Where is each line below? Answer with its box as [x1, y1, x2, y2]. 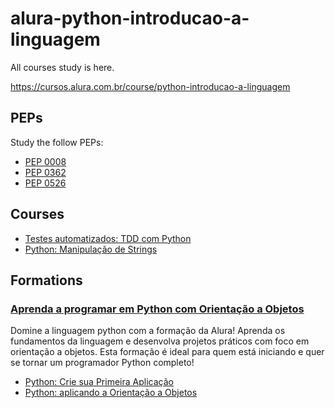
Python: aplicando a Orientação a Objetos [24, 387, 198, 399]
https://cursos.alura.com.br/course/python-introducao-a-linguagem [10, 80, 291, 92]
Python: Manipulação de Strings [24, 243, 158, 255]
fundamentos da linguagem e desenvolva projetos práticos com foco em [10, 335, 310, 347]
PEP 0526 [24, 177, 67, 189]
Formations [10, 272, 83, 289]
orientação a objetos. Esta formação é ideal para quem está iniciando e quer [10, 346, 325, 358]
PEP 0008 [24, 155, 67, 167]
